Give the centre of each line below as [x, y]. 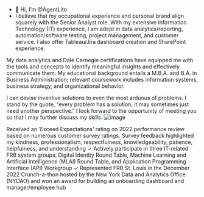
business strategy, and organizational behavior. [65, 86]
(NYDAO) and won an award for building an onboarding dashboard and [95, 181]
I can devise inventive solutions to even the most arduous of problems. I [97, 98]
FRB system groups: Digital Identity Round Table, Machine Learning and [97, 155]
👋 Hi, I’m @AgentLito [41, 9]
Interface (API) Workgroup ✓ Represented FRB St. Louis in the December [98, 168]
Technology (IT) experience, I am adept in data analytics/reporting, [99, 29]
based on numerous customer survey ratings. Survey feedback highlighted [100, 135]
